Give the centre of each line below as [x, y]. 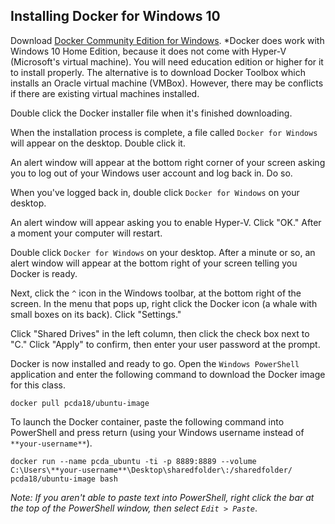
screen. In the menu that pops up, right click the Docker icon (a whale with [164, 303]
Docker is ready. [44, 273]
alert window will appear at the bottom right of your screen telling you [154, 263]
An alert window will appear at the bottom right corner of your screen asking [168, 162]
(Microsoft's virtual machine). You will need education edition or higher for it [167, 61]
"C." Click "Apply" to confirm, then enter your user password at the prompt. [165, 344]
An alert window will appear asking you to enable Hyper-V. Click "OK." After [166, 222]
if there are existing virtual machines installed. [105, 93]
